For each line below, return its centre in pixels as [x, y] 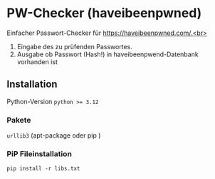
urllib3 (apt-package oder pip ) [54, 135]
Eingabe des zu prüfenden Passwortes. [74, 46]
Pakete [19, 120]
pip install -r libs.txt [43, 169]
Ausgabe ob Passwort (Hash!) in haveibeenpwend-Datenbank [107, 54]
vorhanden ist [37, 61]
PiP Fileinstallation [40, 153]
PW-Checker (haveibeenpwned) [104, 13]
